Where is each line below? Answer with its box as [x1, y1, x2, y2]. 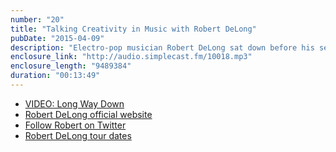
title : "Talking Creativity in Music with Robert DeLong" [10, 24, 257, 34]
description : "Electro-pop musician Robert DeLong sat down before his [10, 42, 315, 53]
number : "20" [10, 14, 65, 25]
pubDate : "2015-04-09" [10, 33, 105, 43]
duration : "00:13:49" [10, 71, 101, 81]
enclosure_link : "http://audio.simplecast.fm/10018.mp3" [10, 52, 253, 62]
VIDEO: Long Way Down [24, 97, 125, 110]
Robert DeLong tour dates [24, 129, 132, 141]
